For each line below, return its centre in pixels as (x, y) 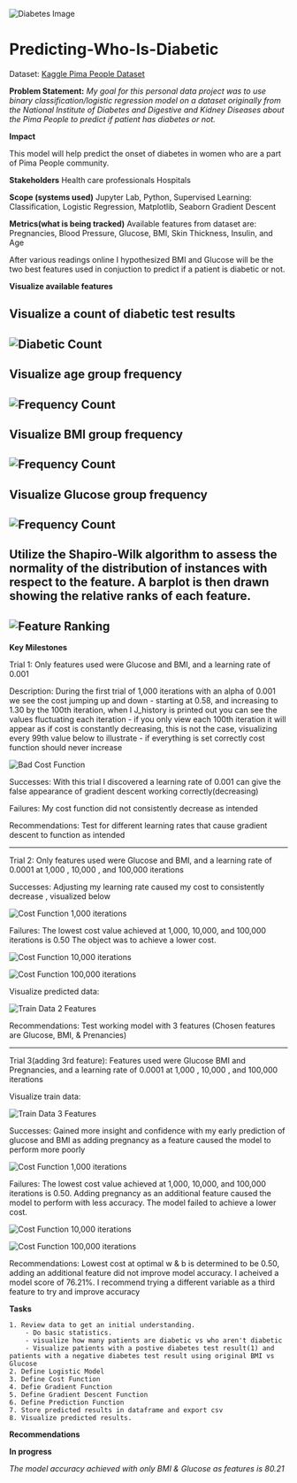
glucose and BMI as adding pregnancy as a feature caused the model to (140, 1141)
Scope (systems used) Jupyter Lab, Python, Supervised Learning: (130, 197)
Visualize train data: (45, 1096)
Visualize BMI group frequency (96, 434)
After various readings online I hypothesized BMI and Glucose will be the (141, 259)
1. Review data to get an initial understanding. (103, 1325)
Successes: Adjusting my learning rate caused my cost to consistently (137, 887)
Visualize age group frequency (96, 375)
